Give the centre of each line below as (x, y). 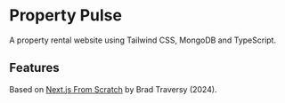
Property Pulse (66, 16)
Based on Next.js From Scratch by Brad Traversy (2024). (113, 89)
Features (34, 68)
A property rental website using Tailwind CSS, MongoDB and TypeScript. (143, 40)
